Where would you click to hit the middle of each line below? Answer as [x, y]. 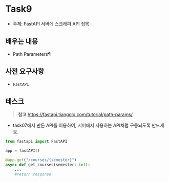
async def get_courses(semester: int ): [48, 165]
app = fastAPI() [23, 151]
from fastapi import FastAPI [36, 142]
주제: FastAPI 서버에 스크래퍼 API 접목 [51, 24]
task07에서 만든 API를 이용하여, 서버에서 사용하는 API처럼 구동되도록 [82, 125]
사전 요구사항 [25, 71]
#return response [33, 174]
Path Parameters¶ [32, 54]
